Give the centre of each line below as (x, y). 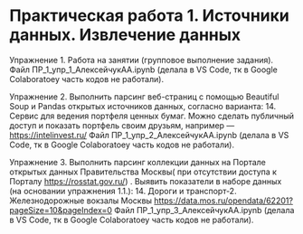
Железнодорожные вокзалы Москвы (80, 201)
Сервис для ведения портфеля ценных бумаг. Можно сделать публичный (152, 116)
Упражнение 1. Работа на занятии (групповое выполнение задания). (142, 60)
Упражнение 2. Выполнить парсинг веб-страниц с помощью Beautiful (144, 97)
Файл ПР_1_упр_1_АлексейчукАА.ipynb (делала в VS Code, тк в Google (144, 70)
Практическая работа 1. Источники (149, 16)
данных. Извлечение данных (125, 35)
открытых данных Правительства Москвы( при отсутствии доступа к (143, 172)
